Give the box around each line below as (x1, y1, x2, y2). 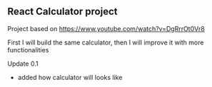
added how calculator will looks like (17, 73, 123, 81)
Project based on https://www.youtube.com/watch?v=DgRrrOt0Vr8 (7, 24, 205, 33)
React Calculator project (7, 6, 118, 18)
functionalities (7, 45, 49, 54)
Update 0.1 (7, 59, 39, 68)
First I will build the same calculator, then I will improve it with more (7, 38, 204, 47)
